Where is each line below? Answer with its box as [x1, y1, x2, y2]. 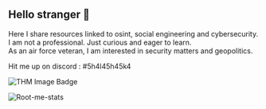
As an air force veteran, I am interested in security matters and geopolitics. [8, 45, 253, 56]
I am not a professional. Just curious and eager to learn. [8, 37, 192, 47]
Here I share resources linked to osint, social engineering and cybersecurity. [8, 29, 259, 38]
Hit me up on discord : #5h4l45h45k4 [8, 61, 131, 71]
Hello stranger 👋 [8, 8, 90, 21]
